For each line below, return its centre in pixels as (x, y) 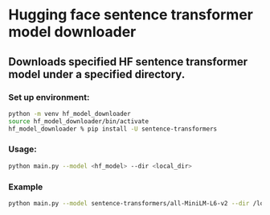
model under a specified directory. (97, 74)
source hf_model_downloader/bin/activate (79, 121)
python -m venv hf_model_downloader (70, 114)
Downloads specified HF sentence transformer (128, 62)
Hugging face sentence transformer (131, 15)
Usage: (23, 149)
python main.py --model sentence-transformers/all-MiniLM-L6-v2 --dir (129, 203)
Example (26, 187)
